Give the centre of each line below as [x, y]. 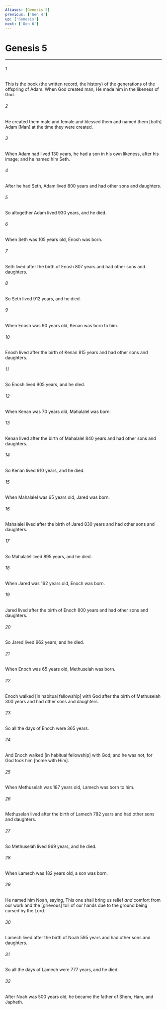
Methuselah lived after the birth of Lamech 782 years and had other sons [80, 814]
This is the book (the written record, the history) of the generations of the [80, 84]
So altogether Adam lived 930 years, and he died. [56, 213]
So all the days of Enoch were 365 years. [47, 728]
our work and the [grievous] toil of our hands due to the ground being [76, 905]
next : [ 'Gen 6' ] [22, 24]
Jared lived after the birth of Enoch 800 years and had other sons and [77, 610]
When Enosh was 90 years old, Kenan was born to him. [62, 326]
